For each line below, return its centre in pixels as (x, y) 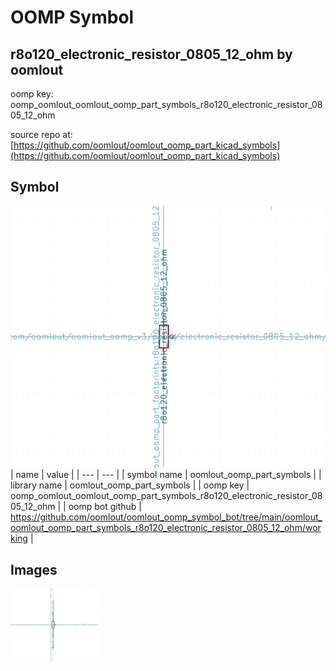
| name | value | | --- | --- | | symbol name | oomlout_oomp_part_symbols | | (166, 475)
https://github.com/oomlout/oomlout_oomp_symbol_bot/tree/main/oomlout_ (166, 517)
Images (34, 569)
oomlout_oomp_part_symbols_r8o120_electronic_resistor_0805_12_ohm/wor (166, 528)
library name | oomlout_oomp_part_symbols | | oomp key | (130, 485)
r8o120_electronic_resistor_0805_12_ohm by (151, 54)
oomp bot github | (105, 507)
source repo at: (41, 134)
